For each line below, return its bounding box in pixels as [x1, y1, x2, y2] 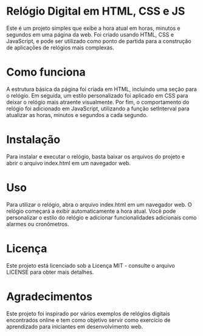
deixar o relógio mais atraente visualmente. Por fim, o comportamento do [6, 98, 190, 105]
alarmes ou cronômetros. [6, 220, 69, 227]
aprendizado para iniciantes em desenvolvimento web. [6, 323, 143, 330]
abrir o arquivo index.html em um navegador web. [6, 159, 131, 166]
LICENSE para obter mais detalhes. [6, 268, 94, 276]
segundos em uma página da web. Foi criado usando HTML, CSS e [6, 30, 174, 38]
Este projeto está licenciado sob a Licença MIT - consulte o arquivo [6, 262, 175, 269]
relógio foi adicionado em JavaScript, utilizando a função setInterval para [6, 105, 190, 112]
